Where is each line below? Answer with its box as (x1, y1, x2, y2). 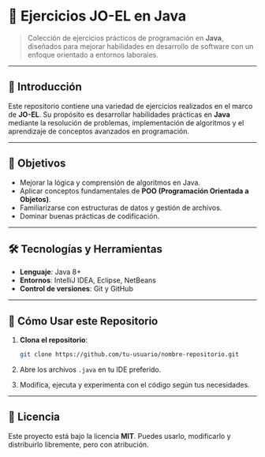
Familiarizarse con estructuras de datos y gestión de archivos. (19, 203, 222, 212)
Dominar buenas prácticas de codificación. (19, 211, 160, 220)
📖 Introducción (8, 81, 83, 94)
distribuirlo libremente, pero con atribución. (8, 440, 149, 449)
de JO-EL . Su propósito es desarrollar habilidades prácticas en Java (8, 110, 230, 119)
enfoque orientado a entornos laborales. (27, 50, 159, 59)
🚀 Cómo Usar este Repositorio (8, 314, 159, 328)
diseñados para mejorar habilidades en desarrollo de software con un (27, 41, 254, 51)
